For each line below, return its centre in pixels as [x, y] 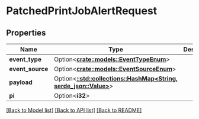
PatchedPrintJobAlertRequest [82, 11]
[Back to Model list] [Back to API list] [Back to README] [74, 110]
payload [21, 82]
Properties [26, 33]
